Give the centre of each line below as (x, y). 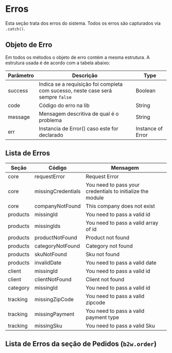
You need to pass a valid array (122, 223)
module (95, 198)
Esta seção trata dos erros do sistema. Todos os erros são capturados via (83, 23)
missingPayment (55, 314)
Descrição (85, 75)
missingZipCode (54, 299)
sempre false (55, 97)
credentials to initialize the (117, 191)
